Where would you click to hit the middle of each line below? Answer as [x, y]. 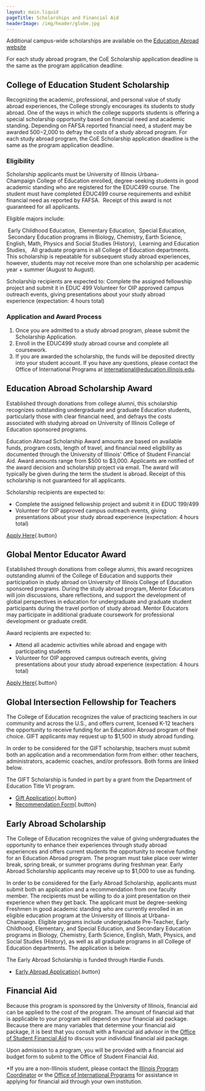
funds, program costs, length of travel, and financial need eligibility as [94, 448]
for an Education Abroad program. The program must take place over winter [102, 858]
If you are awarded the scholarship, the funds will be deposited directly [105, 356]
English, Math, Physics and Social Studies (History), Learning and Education [103, 244]
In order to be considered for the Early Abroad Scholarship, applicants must [102, 883]
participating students [43, 651]
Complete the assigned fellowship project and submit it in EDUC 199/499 [107, 504]
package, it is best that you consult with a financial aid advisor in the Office [101, 1032]
